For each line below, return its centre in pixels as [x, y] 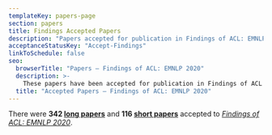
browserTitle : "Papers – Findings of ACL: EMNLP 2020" [110, 69]
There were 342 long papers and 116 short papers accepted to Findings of [134, 114]
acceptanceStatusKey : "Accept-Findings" [78, 46]
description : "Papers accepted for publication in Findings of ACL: [126, 38]
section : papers [36, 23]
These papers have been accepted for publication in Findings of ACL [143, 83]
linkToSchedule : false [47, 53]
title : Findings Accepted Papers [65, 31]
